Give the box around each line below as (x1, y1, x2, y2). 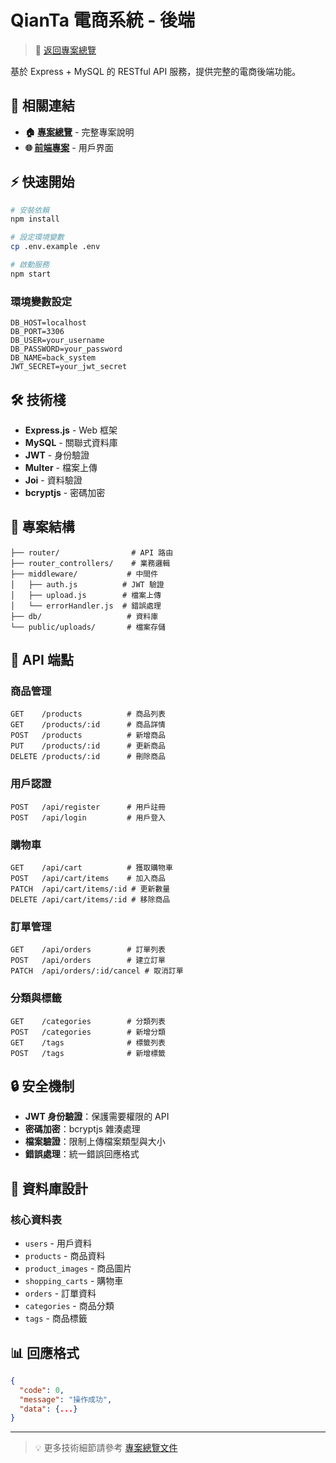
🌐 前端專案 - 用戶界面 (24, 141, 114, 153)
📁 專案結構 (10, 519, 75, 536)
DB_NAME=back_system (10, 353, 97, 363)
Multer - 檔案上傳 (24, 461, 98, 473)
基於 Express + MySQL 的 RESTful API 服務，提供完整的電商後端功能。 (10, 65, 302, 77)
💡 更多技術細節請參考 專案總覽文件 (34, 1442, 178, 1454)
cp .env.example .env (10, 242, 101, 252)
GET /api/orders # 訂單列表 (10, 945, 167, 955)
